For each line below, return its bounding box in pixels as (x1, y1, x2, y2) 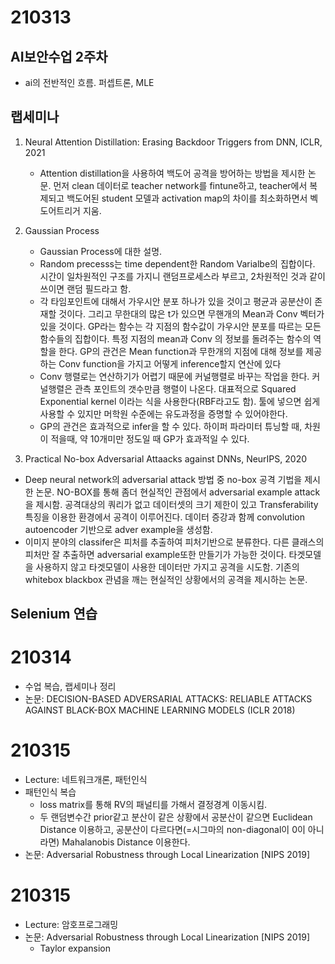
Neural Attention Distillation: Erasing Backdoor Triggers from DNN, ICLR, (24, 136, 323, 148)
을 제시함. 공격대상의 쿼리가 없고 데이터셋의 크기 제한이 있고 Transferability (24, 498, 319, 510)
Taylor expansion (39, 942, 111, 955)
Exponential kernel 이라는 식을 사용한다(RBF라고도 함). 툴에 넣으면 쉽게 (39, 395, 321, 407)
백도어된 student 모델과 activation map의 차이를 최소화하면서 (66, 192, 308, 204)
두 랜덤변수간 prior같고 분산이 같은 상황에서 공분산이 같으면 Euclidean (39, 811, 313, 823)
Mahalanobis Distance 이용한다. (61, 836, 191, 848)
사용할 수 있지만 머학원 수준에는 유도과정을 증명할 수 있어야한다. (39, 407, 288, 420)
